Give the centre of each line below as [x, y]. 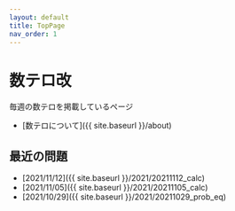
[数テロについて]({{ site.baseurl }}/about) [97, 126]
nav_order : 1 [33, 34]
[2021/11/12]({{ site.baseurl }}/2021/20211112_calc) [114, 178]
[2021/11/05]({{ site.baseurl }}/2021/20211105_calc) [115, 188]
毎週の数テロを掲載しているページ [71, 106]
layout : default [39, 17]
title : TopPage [37, 26]
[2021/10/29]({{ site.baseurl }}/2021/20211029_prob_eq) [124, 197]
